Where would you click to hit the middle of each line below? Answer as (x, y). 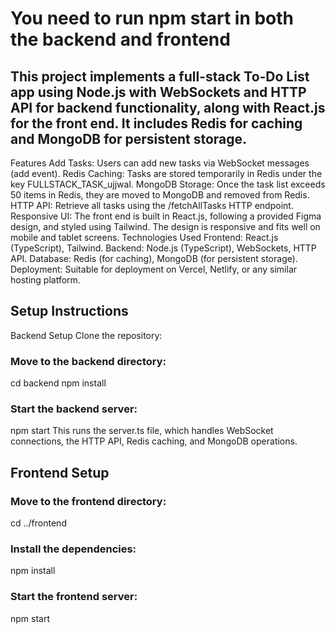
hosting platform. (45, 280)
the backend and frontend (120, 39)
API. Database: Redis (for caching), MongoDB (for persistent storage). (154, 258)
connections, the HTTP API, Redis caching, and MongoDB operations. (154, 441)
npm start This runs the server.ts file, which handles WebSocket (142, 431)
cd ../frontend (38, 523)
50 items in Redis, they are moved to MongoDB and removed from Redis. (160, 195)
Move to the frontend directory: (88, 501)
